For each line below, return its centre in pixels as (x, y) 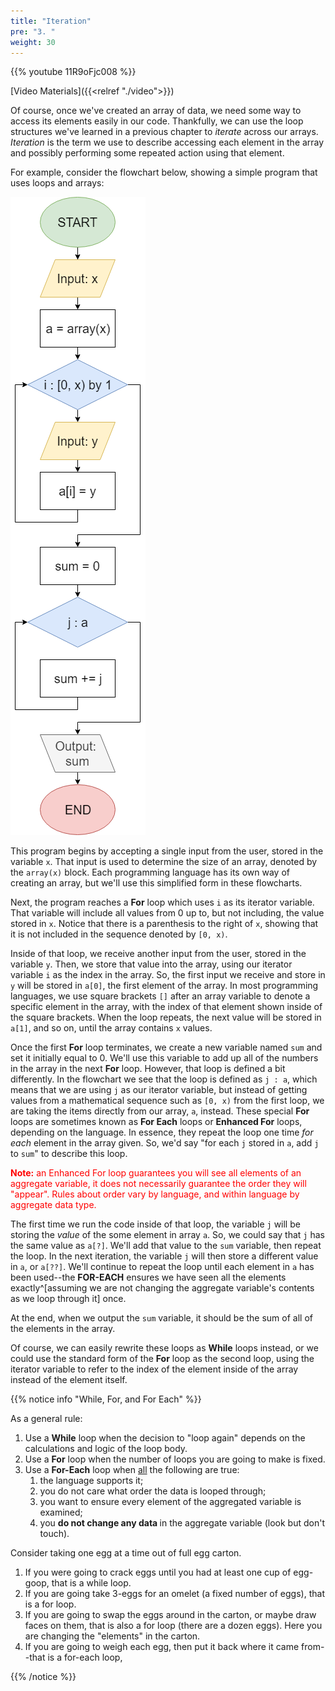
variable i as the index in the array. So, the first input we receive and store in (168, 975)
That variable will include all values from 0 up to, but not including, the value (167, 913)
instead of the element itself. (69, 1380)
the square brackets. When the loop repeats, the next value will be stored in (166, 1017)
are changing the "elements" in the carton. (112, 1636)
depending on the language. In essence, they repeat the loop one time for (162, 1132)
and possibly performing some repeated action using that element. (147, 153)
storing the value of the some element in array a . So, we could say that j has (167, 1235)
